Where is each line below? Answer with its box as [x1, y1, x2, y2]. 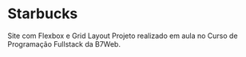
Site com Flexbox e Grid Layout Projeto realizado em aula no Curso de [7, 31, 238, 40]
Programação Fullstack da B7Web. [7, 39, 121, 48]
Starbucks [7, 5, 78, 23]
